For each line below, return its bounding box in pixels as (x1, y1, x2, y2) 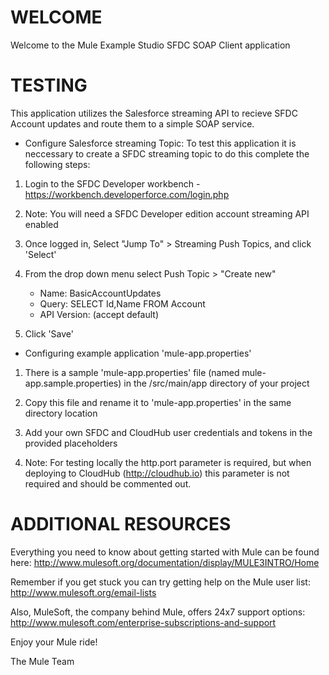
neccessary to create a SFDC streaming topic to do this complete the (24, 147, 310, 160)
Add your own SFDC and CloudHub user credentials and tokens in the (24, 426, 313, 438)
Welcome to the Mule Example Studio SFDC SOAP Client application (10, 39, 291, 51)
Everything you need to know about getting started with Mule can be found (10, 546, 320, 558)
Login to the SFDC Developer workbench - (24, 177, 201, 190)
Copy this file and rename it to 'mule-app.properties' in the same (24, 396, 292, 408)
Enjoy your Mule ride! (10, 636, 98, 648)
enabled (24, 218, 59, 230)
